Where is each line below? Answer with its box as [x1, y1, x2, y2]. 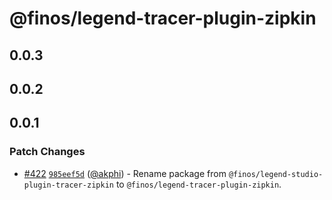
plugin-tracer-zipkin [23, 180, 114, 190]
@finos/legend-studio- [228, 169, 324, 179]
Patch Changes [9, 145, 86, 159]
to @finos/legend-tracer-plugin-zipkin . [115, 178, 282, 190]
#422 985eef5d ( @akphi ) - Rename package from [23, 167, 227, 179]
